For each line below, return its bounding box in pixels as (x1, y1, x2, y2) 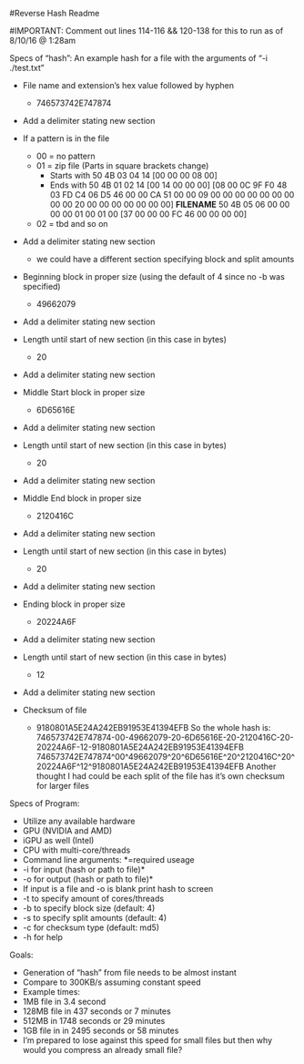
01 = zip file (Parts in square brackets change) (35, 160, 209, 171)
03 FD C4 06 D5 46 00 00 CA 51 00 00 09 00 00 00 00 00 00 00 (49, 189, 295, 199)
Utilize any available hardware (22, 815, 136, 826)
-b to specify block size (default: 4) (22, 903, 156, 914)
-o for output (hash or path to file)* (22, 874, 154, 885)
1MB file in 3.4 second (22, 997, 106, 1007)
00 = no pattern (35, 150, 96, 161)
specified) (22, 281, 61, 292)
